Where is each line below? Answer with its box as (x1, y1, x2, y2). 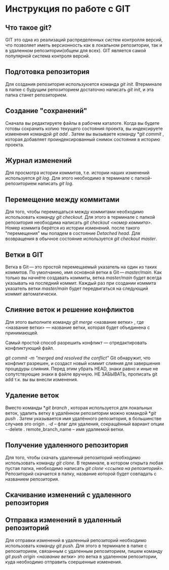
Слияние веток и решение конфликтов (5, 306, 135, 314)
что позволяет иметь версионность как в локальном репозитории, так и (5, 42, 162, 48)
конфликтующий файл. (5, 345, 55, 351)
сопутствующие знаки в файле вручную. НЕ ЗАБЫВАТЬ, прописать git (5, 371, 158, 377)
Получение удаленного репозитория (5, 441, 129, 450)
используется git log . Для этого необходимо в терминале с (5, 175, 134, 181)
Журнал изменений (5, 156, 72, 165)
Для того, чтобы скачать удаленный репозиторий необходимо (5, 454, 141, 460)
